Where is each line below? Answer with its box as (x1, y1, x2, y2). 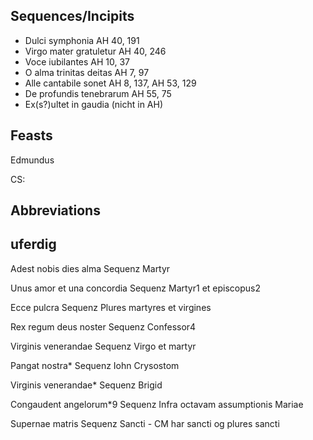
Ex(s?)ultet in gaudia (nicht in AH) (24, 98, 164, 110)
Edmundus (10, 154, 55, 166)
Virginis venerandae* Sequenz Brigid (10, 379, 163, 391)
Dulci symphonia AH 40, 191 (24, 34, 140, 46)
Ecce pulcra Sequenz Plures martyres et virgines (10, 301, 212, 313)
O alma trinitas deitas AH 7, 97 (24, 66, 150, 78)
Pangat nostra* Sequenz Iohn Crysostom (10, 359, 180, 371)
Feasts (10, 127, 53, 144)
